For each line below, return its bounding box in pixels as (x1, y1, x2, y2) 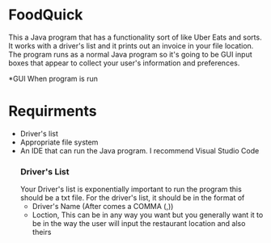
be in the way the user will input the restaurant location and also (32, 219, 246, 228)
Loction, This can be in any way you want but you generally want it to (32, 210, 264, 220)
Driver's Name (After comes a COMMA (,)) (32, 202, 174, 212)
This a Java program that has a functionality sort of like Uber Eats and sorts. (8, 32, 262, 42)
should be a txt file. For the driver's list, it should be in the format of (19, 193, 245, 203)
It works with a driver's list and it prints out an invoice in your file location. (8, 40, 254, 50)
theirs (32, 228, 52, 237)
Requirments (8, 103, 97, 120)
